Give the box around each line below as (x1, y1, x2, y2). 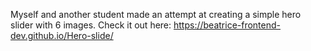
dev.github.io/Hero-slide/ (10, 30, 114, 41)
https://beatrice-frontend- (173, 19, 282, 31)
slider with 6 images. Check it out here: (10, 19, 172, 31)
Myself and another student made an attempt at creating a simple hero (10, 9, 302, 20)
